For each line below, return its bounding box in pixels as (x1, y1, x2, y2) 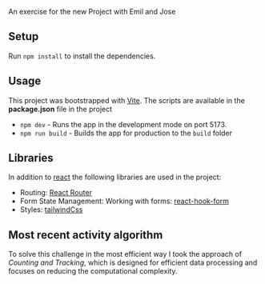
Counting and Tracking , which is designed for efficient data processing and (8, 258, 258, 267)
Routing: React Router (19, 188, 92, 198)
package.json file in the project (8, 104, 113, 114)
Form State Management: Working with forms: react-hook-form (19, 196, 230, 206)
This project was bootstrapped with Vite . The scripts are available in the (8, 95, 246, 105)
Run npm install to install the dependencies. (8, 51, 156, 61)
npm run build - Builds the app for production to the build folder (19, 128, 233, 138)
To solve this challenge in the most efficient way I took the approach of (8, 250, 243, 259)
